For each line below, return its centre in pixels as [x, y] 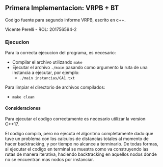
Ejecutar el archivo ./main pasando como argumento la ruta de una [80, 68]
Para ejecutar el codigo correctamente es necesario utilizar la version [75, 119]
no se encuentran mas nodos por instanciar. [50, 160]
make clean [23, 97]
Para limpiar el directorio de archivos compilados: [55, 87]
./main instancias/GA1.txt [47, 78]
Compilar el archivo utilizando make [47, 62]
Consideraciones [23, 108]
